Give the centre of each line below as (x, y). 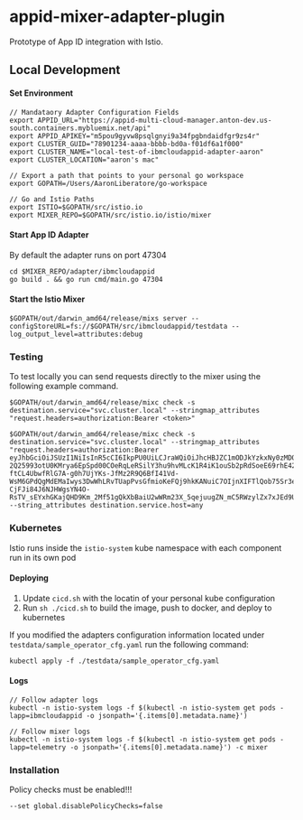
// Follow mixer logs (50, 731)
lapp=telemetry (38, 747)
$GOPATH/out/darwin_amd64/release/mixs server (98, 318)
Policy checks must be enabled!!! (71, 790)
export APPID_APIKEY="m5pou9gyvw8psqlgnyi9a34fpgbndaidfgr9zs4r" (134, 136)
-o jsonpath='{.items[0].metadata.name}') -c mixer (169, 747)
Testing (26, 357)
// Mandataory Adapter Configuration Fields (94, 112)
